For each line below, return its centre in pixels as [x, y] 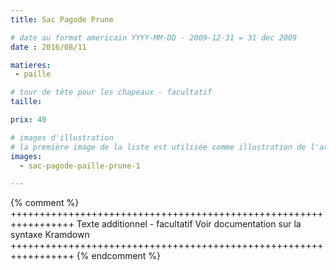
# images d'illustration [62, 137]
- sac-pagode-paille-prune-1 [80, 166]
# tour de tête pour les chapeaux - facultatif [111, 92]
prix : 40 [28, 120]
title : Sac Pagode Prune [62, 19]
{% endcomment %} [119, 256]
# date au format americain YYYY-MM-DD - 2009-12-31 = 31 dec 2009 [154, 37]
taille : [26, 102]
